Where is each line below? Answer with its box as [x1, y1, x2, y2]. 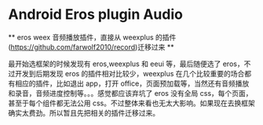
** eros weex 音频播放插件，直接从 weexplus [8, 32, 155, 42]
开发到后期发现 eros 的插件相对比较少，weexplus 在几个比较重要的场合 [14, 68, 245, 78]
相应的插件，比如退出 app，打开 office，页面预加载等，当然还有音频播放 [14, 79, 250, 88]
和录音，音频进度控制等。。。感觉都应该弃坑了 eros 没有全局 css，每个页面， [8, 88, 253, 97]
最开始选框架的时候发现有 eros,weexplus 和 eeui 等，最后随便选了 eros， [8, 59, 245, 68]
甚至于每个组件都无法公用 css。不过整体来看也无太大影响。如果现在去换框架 [8, 98, 255, 108]
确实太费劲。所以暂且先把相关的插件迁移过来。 [8, 108, 159, 117]
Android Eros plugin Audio [8, 6, 183, 24]
